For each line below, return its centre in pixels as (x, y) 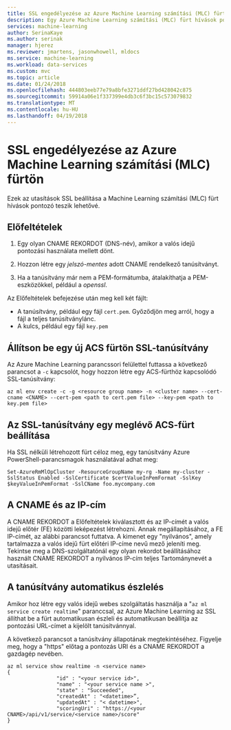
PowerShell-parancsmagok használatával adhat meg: (82, 459)
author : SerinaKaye (35, 33)
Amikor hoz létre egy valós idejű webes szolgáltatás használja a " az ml (107, 603)
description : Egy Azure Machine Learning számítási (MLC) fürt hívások (112, 20)
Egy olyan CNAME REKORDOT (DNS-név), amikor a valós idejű (106, 244)
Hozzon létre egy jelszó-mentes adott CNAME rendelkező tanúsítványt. (118, 264)
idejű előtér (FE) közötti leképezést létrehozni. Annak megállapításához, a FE (115, 529)
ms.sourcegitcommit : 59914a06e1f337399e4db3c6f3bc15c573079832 (100, 97)
